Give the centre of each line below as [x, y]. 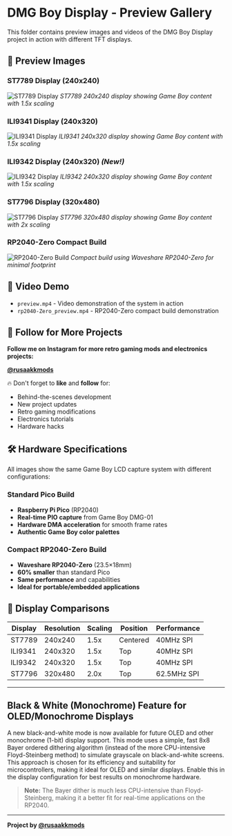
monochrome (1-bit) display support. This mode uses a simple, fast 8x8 [109, 740]
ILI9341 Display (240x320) [52, 121]
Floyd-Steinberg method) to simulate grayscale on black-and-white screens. [116, 755]
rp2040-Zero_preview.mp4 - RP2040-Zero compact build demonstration [118, 310]
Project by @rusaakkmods [46, 825]
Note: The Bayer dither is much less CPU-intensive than [104, 790]
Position [134, 628]
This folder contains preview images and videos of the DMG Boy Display [110, 32]
